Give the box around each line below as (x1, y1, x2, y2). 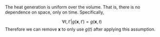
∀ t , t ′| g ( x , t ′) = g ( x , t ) (61, 19, 102, 24)
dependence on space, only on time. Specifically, (5, 9, 104, 15)
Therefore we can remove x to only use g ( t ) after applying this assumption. (5, 26, 156, 32)
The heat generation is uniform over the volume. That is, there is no (5, 4, 140, 10)
